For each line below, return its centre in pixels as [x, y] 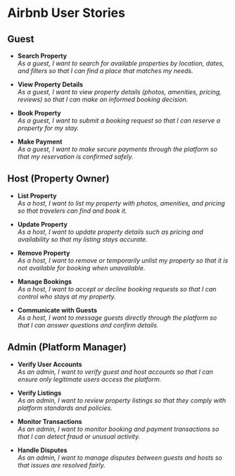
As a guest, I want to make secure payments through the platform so [118, 149]
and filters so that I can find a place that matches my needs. [105, 71]
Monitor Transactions [50, 421]
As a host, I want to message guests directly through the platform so [117, 318]
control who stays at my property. [66, 296]
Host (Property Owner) [58, 178]
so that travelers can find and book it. [72, 211]
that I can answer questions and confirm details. [88, 325]
